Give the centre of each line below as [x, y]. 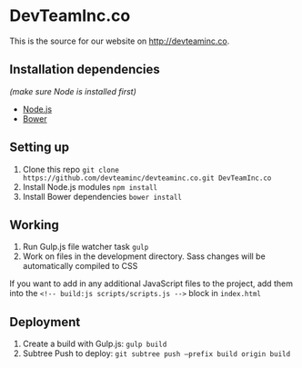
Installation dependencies [85, 70]
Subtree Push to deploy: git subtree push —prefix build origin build [156, 353]
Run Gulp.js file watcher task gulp [86, 247]
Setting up [40, 148]
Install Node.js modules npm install [90, 186]
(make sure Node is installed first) [73, 91]
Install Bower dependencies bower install [102, 196]
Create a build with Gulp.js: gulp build [95, 344]
